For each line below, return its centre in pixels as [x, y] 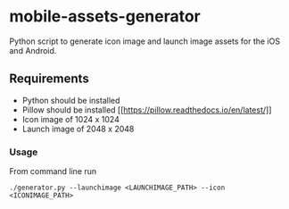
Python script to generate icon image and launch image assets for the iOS [145, 41]
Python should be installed [71, 100]
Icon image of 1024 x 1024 [71, 119]
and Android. [33, 50]
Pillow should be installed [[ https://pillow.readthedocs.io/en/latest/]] [147, 110]
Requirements [49, 79]
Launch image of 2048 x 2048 [78, 129]
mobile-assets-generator [105, 17]
